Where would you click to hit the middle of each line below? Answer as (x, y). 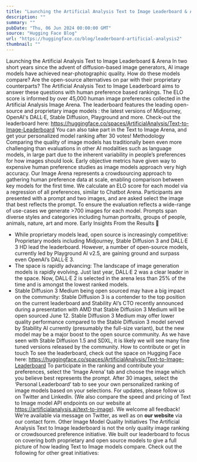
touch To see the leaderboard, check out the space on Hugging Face (98, 353)
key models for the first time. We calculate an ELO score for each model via (97, 186)
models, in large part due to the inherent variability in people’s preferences (96, 154)
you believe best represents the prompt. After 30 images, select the (96, 378)
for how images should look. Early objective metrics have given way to (91, 161)
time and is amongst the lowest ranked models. (72, 284)
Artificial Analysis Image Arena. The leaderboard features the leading (89, 104)
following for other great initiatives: (57, 453)
